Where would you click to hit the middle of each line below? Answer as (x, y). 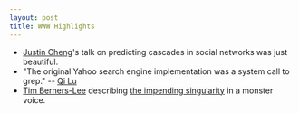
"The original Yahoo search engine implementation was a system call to (156, 71)
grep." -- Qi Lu (49, 80)
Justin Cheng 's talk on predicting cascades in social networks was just (155, 52)
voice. (34, 99)
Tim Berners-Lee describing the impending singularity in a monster (148, 90)
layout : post (34, 18)
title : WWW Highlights (52, 26)
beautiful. (40, 61)
